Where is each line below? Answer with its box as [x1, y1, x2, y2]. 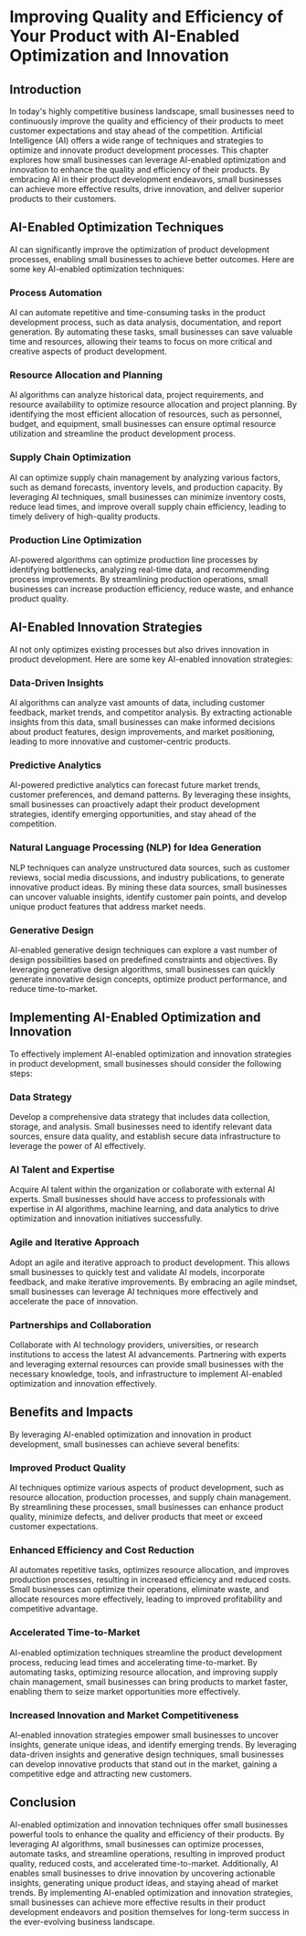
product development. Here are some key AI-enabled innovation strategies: [9, 654, 293, 665]
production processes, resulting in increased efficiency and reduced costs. [9, 1574, 292, 1585]
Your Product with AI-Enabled [9, 26, 240, 47]
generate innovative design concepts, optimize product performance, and [9, 973, 288, 984]
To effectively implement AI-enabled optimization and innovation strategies [9, 1048, 292, 1059]
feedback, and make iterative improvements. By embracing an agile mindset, [9, 1276, 298, 1287]
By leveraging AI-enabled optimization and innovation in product [9, 1429, 252, 1440]
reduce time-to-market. [9, 984, 99, 994]
